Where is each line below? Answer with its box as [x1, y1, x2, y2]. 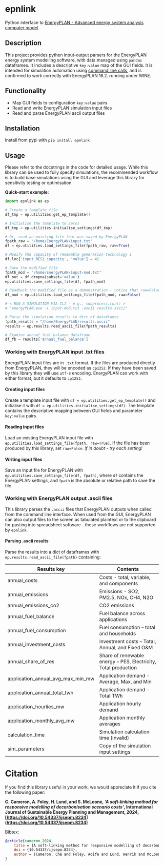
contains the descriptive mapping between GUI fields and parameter [5, 408, 143, 413]
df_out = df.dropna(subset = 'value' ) [5, 274, 80, 279]
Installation [5, 124, 40, 132]
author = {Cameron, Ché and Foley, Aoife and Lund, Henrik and [14, 852, 145, 857]
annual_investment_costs [7, 641, 65, 648]
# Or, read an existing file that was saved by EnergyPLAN [5, 234, 128, 239]
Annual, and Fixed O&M [99, 644, 153, 651]
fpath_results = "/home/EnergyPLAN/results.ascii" [5, 319, 110, 324]
